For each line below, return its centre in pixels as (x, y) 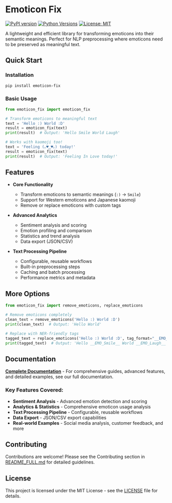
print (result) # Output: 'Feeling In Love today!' (61, 156)
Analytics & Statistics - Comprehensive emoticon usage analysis (82, 407)
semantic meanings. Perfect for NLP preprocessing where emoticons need (84, 39)
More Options (28, 293)
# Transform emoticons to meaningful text (51, 119)
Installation (20, 75)
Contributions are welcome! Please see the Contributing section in (75, 457)
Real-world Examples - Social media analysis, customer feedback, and (88, 423)
